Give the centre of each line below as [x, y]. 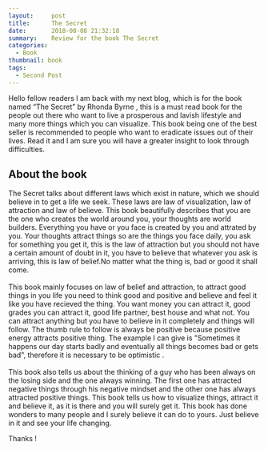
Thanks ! [23, 439]
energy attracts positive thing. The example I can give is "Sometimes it [124, 338]
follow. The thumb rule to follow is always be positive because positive [124, 330]
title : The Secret [48, 23]
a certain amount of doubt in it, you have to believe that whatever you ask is [133, 253]
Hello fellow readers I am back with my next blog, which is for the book [125, 98]
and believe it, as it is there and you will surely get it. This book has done [128, 406]
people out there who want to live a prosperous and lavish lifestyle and [125, 115]
